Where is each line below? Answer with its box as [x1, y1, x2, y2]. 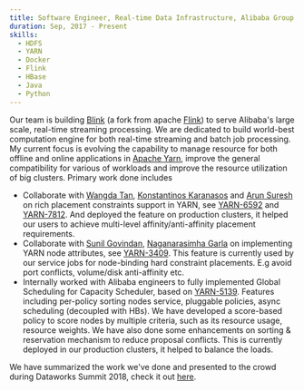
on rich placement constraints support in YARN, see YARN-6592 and [22, 199, 279, 210]
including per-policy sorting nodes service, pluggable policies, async [22, 296, 281, 307]
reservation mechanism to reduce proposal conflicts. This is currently [22, 334, 283, 345]
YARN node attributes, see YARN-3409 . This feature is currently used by [22, 247, 295, 259]
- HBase [17, 73, 47, 82]
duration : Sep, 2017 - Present [9, 22, 128, 31]
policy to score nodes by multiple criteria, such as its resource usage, [22, 315, 283, 326]
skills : [9, 30, 39, 39]
